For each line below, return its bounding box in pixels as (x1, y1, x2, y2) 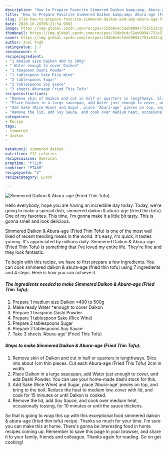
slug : (5, 17, 16, 22)
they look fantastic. (5, 249, 45, 255)
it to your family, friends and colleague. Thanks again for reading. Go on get (5, 434, 161, 440)
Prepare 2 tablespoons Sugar (12, 320, 73, 326)
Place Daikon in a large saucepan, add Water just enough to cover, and (12, 371, 158, 377)
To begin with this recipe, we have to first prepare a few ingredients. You (5, 259, 155, 265)
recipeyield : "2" (5, 170, 41, 175)
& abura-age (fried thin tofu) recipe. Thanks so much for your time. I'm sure (5, 418, 161, 424)
